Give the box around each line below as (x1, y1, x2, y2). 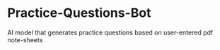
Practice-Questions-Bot (7, 5, 151, 21)
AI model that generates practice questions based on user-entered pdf (7, 28, 214, 37)
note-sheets (7, 35, 43, 44)
